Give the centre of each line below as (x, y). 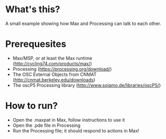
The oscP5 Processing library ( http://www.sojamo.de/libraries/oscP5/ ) (87, 85)
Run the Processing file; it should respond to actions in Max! (76, 130)
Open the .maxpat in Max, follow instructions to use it (69, 120)
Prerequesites (36, 44)
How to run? (31, 106)
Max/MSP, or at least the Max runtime (52, 58)
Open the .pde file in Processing (46, 125)
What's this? (33, 9)
